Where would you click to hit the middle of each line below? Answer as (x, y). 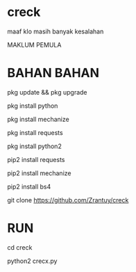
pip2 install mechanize (39, 173)
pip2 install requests (36, 159)
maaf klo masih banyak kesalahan (56, 31)
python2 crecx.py (32, 261)
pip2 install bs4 (29, 186)
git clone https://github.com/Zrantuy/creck (68, 200)
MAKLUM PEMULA (34, 45)
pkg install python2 (35, 146)
